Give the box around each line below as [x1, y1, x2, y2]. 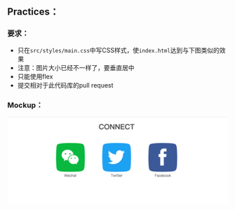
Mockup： [7, 100, 43, 110]
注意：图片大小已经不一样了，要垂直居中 [17, 63, 135, 71]
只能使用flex [17, 72, 53, 80]
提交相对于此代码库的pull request [17, 80, 114, 89]
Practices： [7, 6, 60, 18]
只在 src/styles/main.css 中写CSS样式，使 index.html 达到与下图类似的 [17, 45, 220, 54]
